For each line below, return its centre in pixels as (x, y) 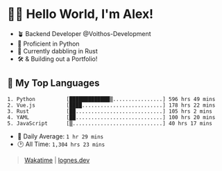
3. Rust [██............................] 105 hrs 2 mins (110, 111)
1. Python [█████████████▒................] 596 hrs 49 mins (111, 99)
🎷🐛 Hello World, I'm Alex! (80, 14)
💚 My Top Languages (53, 83)
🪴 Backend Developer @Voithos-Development (84, 33)
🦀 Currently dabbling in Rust (58, 51)
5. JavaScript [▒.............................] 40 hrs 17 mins (110, 123)
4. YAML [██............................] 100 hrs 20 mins (111, 117)
